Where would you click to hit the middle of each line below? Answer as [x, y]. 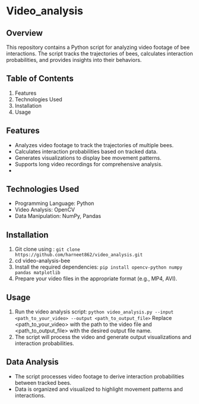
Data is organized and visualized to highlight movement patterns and [99, 389]
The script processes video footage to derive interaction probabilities [99, 376]
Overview [25, 33]
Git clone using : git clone [47, 249]
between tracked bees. [43, 383]
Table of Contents [40, 79]
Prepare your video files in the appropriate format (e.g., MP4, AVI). [96, 279]
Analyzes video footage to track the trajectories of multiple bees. [94, 145]
